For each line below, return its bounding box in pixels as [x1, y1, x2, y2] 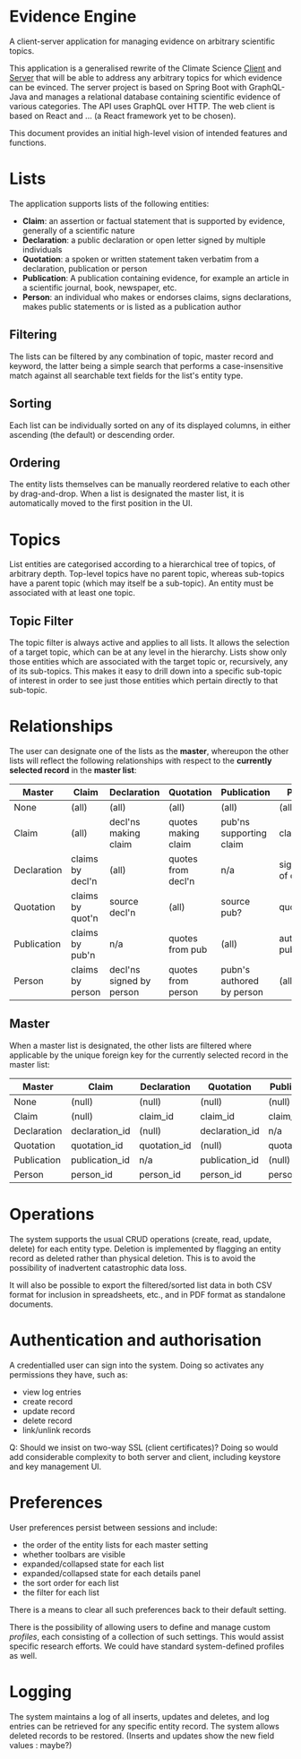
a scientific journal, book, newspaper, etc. [21, 282, 177, 293]
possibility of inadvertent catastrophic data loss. [9, 1262, 187, 1273]
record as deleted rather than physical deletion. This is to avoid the [9, 1252, 256, 1264]
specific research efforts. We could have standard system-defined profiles [9, 1641, 285, 1652]
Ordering [9, 455, 61, 470]
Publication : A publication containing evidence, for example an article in [21, 272, 289, 283]
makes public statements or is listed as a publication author [21, 301, 242, 312]
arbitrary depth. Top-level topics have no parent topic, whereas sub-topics [9, 569, 285, 579]
